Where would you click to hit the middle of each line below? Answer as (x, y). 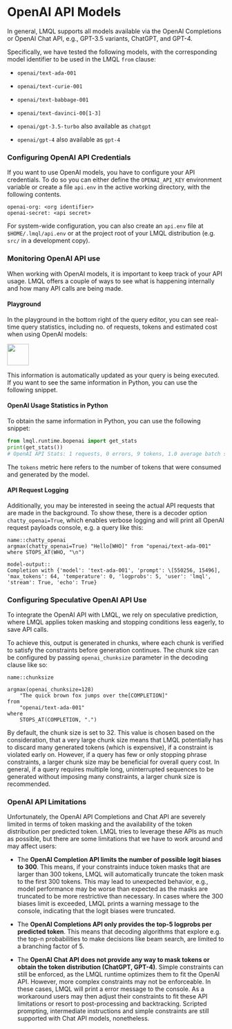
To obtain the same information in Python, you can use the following (104, 421)
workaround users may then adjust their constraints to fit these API (112, 997)
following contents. (35, 195)
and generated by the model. (48, 474)
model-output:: (29, 564)
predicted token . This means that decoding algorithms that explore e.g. (119, 932)
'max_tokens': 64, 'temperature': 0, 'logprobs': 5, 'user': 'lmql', (109, 576)
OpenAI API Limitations (47, 802)
